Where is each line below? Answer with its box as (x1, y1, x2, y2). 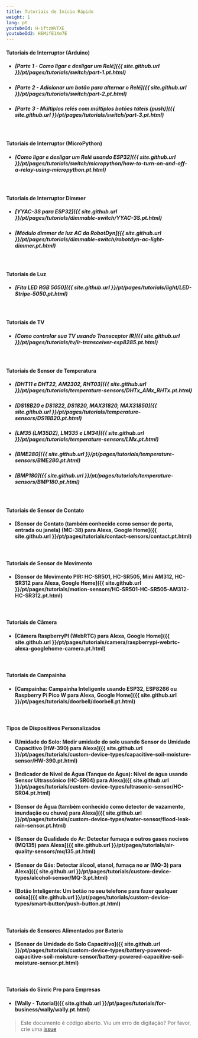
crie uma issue (20, 1026, 57, 1033)
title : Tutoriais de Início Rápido (6, 8, 94, 15)
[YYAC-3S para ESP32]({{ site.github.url (14, 208, 118, 215)
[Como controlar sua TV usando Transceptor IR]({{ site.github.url (14, 332, 180, 339)
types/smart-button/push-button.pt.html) (14, 900, 121, 907)
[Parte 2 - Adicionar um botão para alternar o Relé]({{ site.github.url (14, 84, 187, 91)
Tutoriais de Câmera (6, 619, 57, 626)
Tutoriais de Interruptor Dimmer (6, 194, 86, 201)
